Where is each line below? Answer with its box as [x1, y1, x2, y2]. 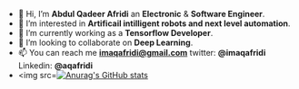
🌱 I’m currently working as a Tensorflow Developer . [17, 28, 214, 38]
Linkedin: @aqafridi [17, 60, 94, 71]
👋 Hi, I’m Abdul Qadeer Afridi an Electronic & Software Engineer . [17, 9, 265, 19]
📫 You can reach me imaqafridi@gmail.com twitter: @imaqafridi [17, 48, 266, 58]
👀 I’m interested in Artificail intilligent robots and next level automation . [17, 18, 291, 29]
